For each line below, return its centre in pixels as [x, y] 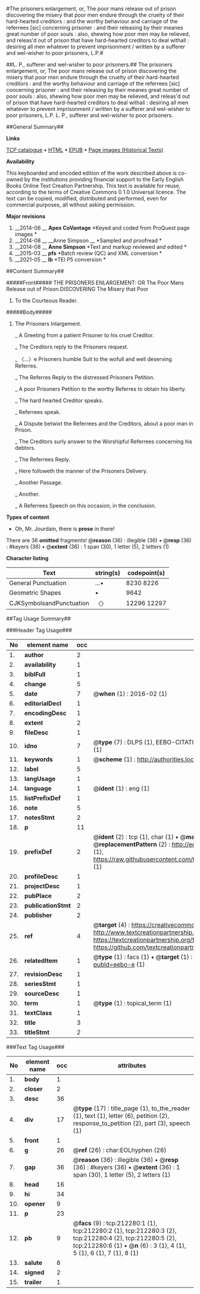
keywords [39, 759]
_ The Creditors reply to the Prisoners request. [71, 347]
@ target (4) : [112, 925]
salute [34, 1263]
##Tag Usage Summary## [39, 619]
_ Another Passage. [38, 482]
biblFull [35, 674]
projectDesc [42, 886]
